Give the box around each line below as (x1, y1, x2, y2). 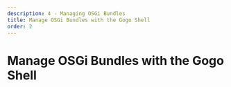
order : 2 (7, 23, 33, 30)
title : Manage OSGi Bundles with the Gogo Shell (7, 17, 151, 23)
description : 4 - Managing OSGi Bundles (7, 10, 126, 17)
